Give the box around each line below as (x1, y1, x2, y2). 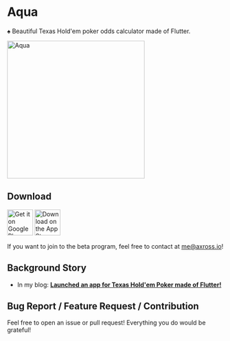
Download (7, 191, 51, 203)
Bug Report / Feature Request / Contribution (7, 300, 199, 312)
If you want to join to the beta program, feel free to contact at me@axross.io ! (7, 242, 224, 250)
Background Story (7, 262, 87, 274)
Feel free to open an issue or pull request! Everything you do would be (7, 318, 206, 327)
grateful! (7, 326, 32, 334)
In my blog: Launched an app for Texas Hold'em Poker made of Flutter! (16, 280, 222, 289)
